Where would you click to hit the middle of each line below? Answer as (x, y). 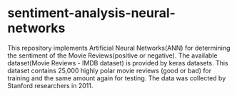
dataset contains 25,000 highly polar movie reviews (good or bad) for (110, 70)
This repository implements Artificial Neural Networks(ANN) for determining (119, 48)
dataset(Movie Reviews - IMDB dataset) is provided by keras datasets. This (118, 63)
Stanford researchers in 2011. (50, 85)
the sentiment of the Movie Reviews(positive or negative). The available (112, 55)
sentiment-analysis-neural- (92, 13)
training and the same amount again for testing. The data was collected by (117, 78)
